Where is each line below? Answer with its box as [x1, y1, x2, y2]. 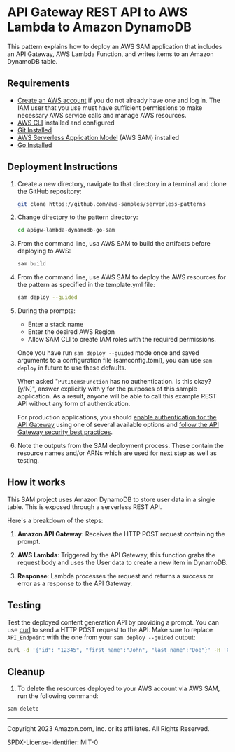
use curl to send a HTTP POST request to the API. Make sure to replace [7, 625, 213, 634]
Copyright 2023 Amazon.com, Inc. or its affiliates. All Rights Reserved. [7, 725, 210, 733]
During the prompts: [17, 307, 76, 315]
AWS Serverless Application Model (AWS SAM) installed [17, 133, 180, 141]
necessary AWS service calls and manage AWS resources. [17, 111, 187, 119]
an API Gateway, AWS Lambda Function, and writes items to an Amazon [7, 50, 215, 58]
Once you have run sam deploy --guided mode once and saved [17, 349, 199, 357]
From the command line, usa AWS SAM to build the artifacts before [17, 239, 211, 248]
